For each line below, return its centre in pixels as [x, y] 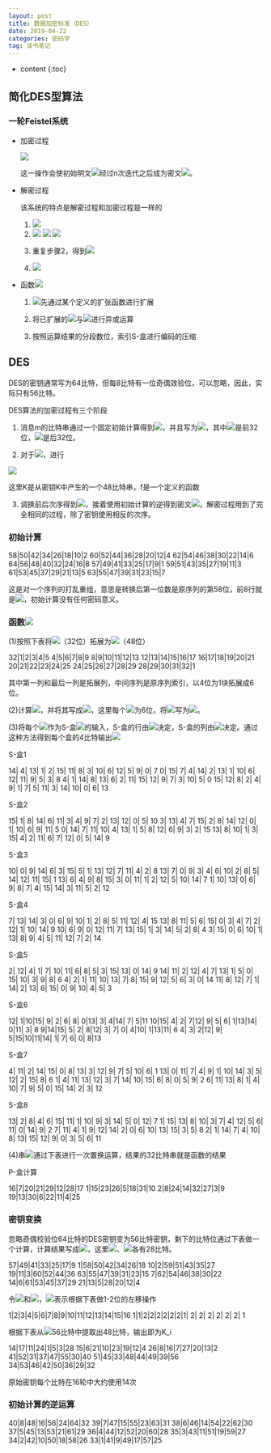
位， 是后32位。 [50, 437]
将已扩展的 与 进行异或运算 [83, 319]
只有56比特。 [37, 392]
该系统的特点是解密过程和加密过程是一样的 [91, 207]
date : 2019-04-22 [38, 31]
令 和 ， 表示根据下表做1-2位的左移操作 [83, 1298]
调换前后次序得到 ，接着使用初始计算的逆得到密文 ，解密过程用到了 [138, 504]
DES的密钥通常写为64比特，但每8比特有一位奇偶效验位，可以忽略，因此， [132, 383]
